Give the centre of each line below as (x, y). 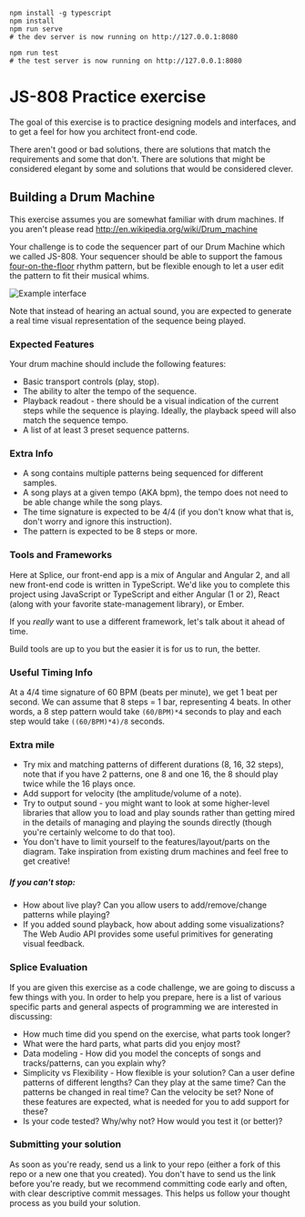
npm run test (34, 53)
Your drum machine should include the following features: (118, 364)
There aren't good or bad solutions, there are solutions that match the (140, 149)
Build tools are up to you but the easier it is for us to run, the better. (135, 649)
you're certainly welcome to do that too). (99, 832)
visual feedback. (53, 944)
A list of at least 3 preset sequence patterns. (106, 430)
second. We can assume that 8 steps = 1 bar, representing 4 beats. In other (150, 702)
